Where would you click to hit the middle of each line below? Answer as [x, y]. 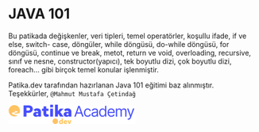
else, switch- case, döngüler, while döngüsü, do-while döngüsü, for [119, 44]
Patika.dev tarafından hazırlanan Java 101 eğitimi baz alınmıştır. [111, 85]
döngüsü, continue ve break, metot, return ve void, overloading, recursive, [130, 52]
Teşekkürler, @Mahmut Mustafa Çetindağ [72, 93]
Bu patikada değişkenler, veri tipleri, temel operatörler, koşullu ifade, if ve [128, 36]
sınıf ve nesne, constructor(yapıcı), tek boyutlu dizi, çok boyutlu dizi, [120, 61]
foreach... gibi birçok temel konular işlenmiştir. [83, 69]
